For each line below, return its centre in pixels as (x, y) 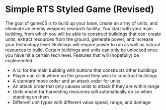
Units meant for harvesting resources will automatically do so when (82, 91)
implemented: (19, 60)
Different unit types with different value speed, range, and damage (81, 102)
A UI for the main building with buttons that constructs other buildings (85, 70)
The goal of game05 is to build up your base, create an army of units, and (81, 23)
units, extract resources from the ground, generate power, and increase (79, 39)
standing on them (31, 97)
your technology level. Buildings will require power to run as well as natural (82, 44)
